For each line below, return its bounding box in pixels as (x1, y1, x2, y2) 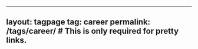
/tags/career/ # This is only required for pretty (6, 26, 179, 36)
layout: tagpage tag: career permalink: (6, 17, 151, 27)
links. (6, 36, 27, 45)
